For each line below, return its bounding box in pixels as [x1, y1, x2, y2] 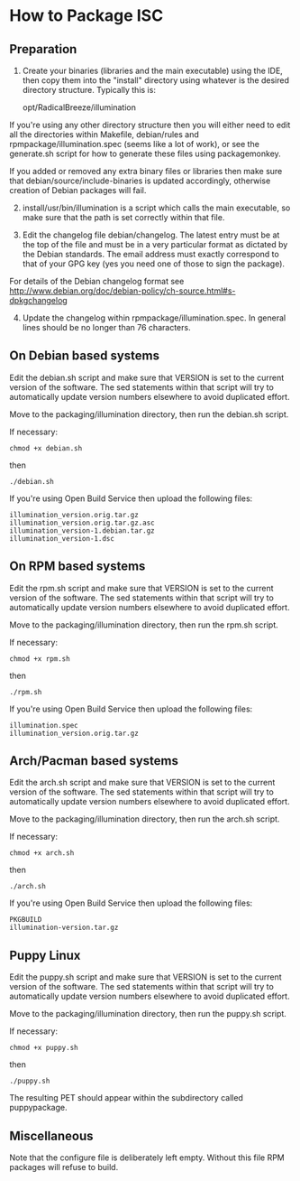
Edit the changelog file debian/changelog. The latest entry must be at [22, 229, 280, 240]
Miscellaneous [9, 1128, 94, 1143]
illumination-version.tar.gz [9, 923, 119, 933]
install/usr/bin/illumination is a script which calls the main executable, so [22, 202, 291, 213]
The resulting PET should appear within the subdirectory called [9, 1093, 243, 1103]
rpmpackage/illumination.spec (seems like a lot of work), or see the [9, 139, 259, 149]
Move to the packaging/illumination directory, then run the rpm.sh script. [9, 619, 278, 630]
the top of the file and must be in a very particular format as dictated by [22, 239, 288, 249]
